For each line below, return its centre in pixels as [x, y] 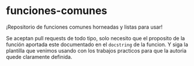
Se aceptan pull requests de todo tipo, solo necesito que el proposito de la [96, 38]
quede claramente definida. [39, 57]
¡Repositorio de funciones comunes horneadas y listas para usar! [84, 27]
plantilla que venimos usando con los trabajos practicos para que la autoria [96, 50]
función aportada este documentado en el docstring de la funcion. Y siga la [97, 44]
